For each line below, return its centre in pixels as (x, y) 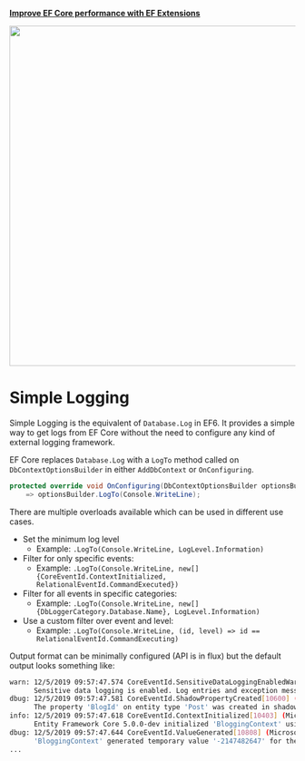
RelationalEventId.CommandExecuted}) (108, 584)
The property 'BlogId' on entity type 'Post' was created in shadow (166, 707)
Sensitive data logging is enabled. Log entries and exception (156, 690)
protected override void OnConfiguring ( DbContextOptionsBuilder (133, 486)
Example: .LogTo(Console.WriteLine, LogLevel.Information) (150, 549)
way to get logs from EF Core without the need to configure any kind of (142, 432)
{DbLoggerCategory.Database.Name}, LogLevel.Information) (148, 611)
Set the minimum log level (71, 539)
